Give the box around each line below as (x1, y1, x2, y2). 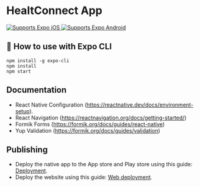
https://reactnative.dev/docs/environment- (86, 101, 194, 108)
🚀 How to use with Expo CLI (6, 41, 112, 52)
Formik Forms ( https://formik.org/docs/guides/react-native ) (15, 120, 165, 128)
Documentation (6, 85, 67, 95)
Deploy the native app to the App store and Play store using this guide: (15, 161, 193, 168)
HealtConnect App (6, 4, 102, 18)
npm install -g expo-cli (6, 57, 70, 64)
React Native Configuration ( (15, 101, 87, 108)
